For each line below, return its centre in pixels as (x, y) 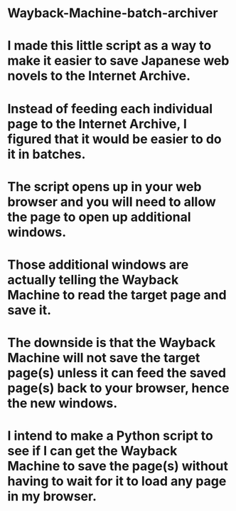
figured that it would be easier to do (114, 139)
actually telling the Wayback (93, 280)
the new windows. (63, 403)
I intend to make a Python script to (110, 436)
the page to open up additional (99, 217)
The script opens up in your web (104, 186)
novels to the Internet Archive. (99, 76)
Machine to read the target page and (117, 295)
